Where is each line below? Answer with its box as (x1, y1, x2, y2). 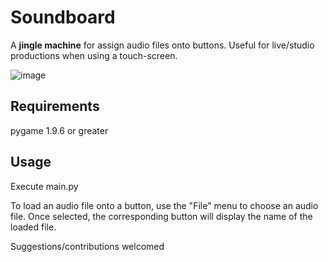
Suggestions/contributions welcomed (10, 240, 165, 252)
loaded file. (10, 221, 57, 233)
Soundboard (10, 6, 116, 29)
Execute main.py (10, 180, 79, 192)
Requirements (10, 98, 100, 115)
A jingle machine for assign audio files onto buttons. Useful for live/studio (10, 39, 315, 51)
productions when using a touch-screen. (10, 49, 178, 61)
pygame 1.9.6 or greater (10, 124, 109, 136)
